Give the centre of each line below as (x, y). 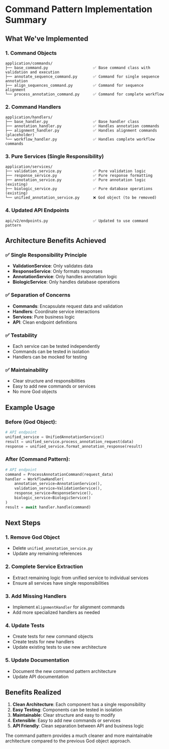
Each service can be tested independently (56, 346)
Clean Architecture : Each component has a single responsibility (79, 705)
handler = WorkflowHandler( (35, 479)
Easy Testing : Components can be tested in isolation (67, 710)
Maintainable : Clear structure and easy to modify (64, 715)
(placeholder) (20, 135)
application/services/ (29, 167)
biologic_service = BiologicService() (53, 498)
